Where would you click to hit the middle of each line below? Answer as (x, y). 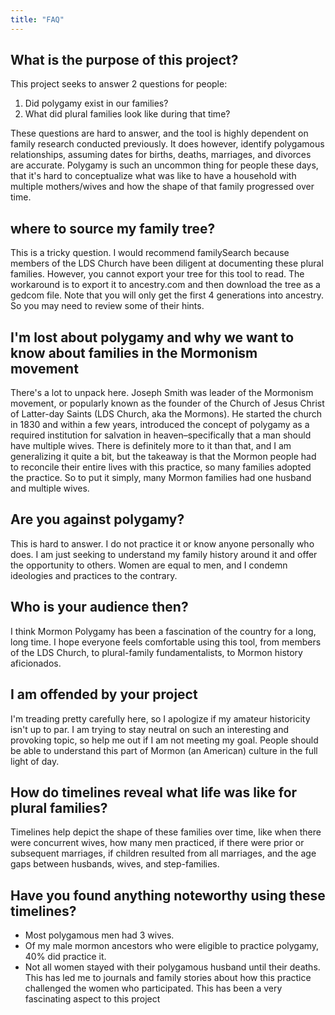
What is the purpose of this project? (124, 60)
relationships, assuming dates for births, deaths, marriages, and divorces (161, 155)
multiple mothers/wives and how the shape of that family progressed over (162, 187)
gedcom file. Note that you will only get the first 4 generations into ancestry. (167, 295)
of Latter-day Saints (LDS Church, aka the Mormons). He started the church (166, 414)
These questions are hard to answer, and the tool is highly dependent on (159, 133)
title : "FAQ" (37, 19)
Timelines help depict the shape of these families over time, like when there (166, 832)
